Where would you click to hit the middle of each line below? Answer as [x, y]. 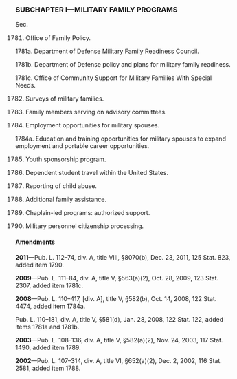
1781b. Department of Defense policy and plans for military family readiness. [123, 65]
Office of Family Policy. [58, 38]
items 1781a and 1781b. [47, 327]
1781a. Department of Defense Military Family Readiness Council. [107, 51]
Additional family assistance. [66, 199]
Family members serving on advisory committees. [96, 112]
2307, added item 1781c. [49, 285]
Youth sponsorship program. [66, 159]
